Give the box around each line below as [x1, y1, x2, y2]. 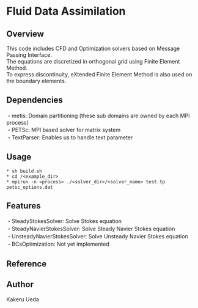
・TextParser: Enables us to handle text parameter [6, 133, 133, 141]
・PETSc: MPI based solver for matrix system [6, 126, 121, 133]
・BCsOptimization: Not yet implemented [6, 240, 110, 248]
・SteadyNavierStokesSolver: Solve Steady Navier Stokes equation [6, 225, 175, 233]
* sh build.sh [6, 168, 43, 174]
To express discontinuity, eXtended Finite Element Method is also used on [6, 71, 193, 78]
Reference [6, 258, 47, 269]
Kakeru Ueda [6, 295, 40, 303]
